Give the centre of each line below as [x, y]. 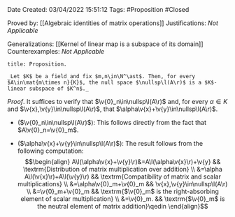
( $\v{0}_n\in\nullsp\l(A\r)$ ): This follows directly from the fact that [112, 122]
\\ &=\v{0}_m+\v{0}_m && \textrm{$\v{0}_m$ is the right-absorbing [123, 191]
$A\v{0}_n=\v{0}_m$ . [48, 130]
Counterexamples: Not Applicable [56, 51]
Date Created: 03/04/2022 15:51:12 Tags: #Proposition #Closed [98, 9]
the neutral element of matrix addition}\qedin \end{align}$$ [123, 206]
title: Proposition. [37, 64]
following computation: [50, 151]
